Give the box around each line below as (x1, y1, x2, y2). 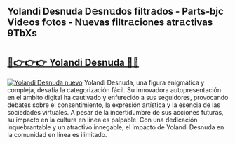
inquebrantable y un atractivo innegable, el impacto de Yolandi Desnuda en (7, 123, 224, 131)
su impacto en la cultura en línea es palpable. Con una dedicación (7, 115, 198, 124)
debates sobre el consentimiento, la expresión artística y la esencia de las (7, 101, 221, 109)
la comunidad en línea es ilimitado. (7, 131, 107, 138)
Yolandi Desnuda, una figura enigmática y (83, 78, 205, 87)
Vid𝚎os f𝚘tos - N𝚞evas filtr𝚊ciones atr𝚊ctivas (7, 17, 213, 29)
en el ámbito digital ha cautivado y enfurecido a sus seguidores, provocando (7, 94, 229, 101)
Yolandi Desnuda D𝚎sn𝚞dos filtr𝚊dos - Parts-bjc (7, 6, 224, 17)
